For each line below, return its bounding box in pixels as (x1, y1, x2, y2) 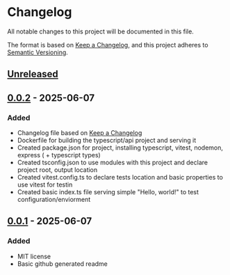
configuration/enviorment (17, 196, 91, 204)
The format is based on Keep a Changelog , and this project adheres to (7, 40, 208, 49)
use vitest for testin (17, 180, 73, 189)
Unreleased (7, 68, 59, 80)
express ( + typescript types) (17, 151, 101, 159)
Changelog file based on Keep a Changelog (17, 129, 142, 137)
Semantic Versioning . (7, 48, 68, 56)
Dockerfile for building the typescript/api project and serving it (17, 136, 197, 145)
